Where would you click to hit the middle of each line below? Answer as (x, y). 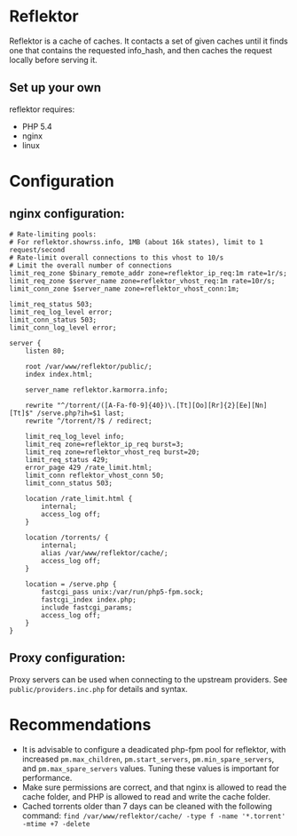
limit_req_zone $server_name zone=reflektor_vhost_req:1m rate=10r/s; (142, 281)
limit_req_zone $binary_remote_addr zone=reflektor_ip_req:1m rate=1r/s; (148, 273)
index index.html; (59, 374)
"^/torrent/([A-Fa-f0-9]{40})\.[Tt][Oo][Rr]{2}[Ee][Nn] (162, 405)
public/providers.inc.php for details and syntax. (98, 689)
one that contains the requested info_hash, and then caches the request (141, 50)
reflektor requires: (42, 109)
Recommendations (80, 725)
